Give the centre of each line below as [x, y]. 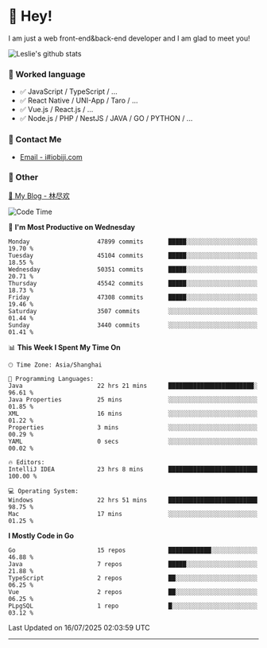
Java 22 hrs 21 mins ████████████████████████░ [133, 386]
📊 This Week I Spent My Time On [64, 347]
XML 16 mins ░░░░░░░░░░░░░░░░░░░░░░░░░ [133, 413]
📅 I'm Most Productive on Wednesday [72, 227]
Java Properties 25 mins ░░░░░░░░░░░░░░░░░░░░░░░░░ [133, 400]
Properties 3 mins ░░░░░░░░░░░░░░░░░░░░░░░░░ [133, 427]
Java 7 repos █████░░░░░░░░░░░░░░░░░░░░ [133, 564]
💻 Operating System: [44, 491]
